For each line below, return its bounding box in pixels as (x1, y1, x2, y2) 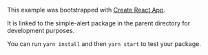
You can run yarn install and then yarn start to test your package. (7, 40, 201, 47)
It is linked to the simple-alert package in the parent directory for (7, 19, 191, 27)
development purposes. (7, 27, 75, 34)
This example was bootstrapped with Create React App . (7, 6, 166, 14)
